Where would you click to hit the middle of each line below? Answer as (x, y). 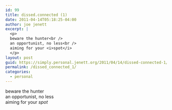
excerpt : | (17, 29)
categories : (18, 72)
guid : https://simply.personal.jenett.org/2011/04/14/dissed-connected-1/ (87, 62)
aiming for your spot (27, 102)
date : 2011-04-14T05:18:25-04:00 (41, 19)
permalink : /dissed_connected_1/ (41, 67)
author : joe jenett (26, 24)
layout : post (19, 58)
